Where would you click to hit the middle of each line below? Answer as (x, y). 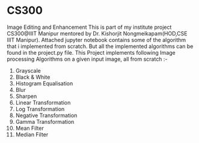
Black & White (33, 77)
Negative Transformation (46, 115)
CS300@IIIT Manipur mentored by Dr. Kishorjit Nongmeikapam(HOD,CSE (97, 33)
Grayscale (28, 70)
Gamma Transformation (45, 121)
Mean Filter (29, 128)
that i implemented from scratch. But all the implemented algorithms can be (100, 46)
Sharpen (26, 96)
